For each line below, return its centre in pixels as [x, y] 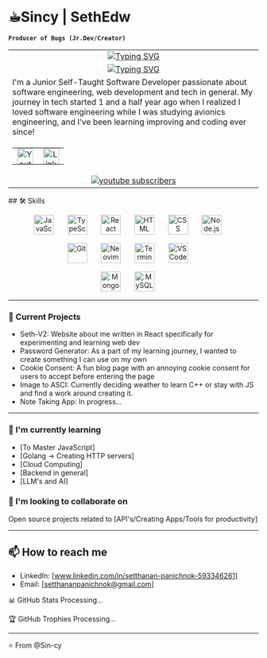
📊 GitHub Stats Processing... [56, 600]
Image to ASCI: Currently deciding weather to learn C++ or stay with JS [137, 385]
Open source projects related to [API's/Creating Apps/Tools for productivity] [133, 519]
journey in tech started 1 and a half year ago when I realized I [126, 102]
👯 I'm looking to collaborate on [68, 501]
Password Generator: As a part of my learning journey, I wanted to [128, 351]
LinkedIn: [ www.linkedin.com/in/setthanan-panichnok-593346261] [129, 575]
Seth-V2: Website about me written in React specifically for [116, 334]
